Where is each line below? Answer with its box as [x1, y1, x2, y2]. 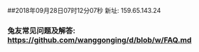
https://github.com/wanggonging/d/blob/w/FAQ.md [7, 35, 192, 45]
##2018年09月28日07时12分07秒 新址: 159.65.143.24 [7, 6, 161, 14]
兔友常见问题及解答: [7, 26, 76, 36]
